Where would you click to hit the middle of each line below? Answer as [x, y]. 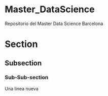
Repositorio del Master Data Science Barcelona [54, 23]
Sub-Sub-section [27, 78]
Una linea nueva [22, 88]
